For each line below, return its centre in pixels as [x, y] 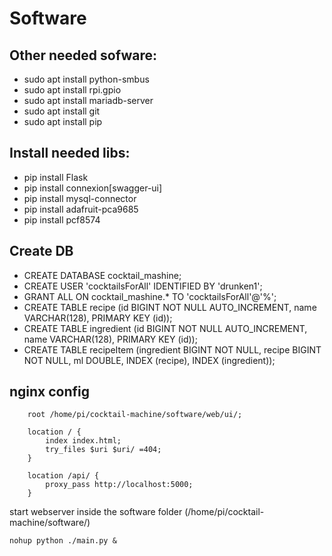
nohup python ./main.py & [63, 541]
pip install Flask [56, 177]
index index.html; [83, 441]
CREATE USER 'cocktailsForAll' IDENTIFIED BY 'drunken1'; [143, 286]
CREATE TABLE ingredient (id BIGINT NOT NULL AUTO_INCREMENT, [165, 328]
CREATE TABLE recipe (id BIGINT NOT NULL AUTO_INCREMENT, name [170, 307]
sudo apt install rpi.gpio [72, 90]
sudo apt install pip [63, 121]
